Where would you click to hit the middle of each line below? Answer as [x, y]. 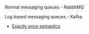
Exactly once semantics [36, 26]
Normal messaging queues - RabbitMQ [44, 7]
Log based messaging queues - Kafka [44, 17]
